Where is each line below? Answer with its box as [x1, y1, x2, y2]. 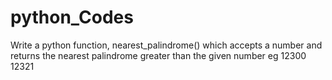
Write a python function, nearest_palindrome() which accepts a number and [10, 39, 323, 51]
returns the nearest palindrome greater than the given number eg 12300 [10, 49, 307, 61]
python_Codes [10, 6, 134, 29]
